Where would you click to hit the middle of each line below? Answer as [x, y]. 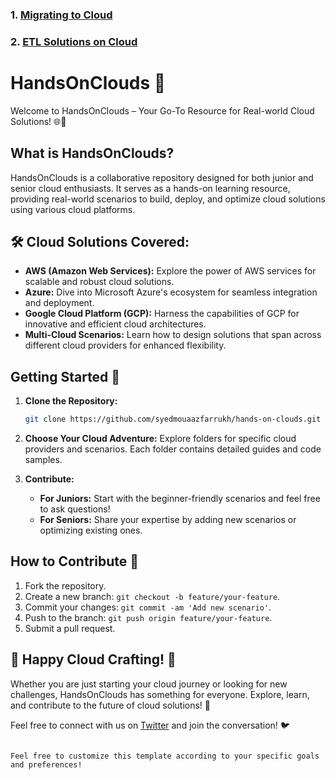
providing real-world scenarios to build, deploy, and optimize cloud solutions [168, 199]
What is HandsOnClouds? [92, 153]
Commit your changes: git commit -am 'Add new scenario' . [148, 607]
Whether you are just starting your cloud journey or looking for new [149, 684]
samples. [43, 460]
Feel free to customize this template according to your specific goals [165, 756]
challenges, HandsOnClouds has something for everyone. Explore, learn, [160, 694]
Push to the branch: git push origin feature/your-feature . [148, 617]
